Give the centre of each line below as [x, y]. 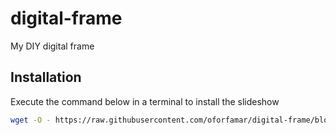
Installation [46, 77]
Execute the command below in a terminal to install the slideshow [145, 101]
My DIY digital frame [52, 46]
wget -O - [31, 120]
